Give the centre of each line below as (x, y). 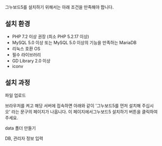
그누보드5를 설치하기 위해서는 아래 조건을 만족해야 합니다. (59, 7)
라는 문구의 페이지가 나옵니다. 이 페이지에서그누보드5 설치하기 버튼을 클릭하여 (84, 112)
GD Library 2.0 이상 (31, 61)
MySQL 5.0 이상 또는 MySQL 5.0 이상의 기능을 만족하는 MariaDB (74, 42)
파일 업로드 (16, 95)
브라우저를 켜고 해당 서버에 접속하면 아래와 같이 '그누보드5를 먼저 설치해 (73, 105)
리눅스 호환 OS (26, 49)
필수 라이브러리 (26, 54)
